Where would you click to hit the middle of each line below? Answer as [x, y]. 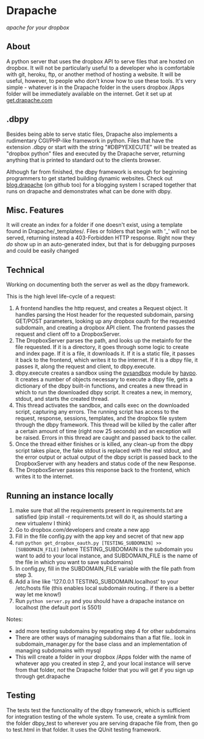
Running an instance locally [60, 496]
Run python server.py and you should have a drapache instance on [100, 601]
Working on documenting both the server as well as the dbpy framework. [98, 285]
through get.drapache [43, 676]
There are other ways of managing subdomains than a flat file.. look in [103, 638]
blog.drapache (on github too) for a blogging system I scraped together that [101, 185]
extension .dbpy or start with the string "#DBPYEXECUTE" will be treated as [101, 147]
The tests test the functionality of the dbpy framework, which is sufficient [98, 710]
